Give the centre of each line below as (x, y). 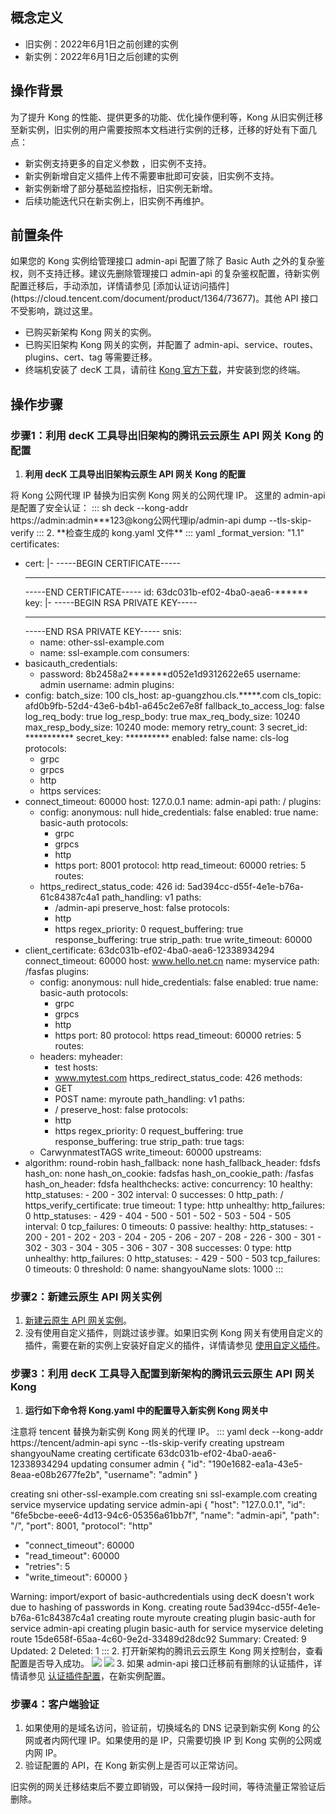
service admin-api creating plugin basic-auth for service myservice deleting (167, 1628)
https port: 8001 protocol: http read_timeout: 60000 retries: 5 (180, 865)
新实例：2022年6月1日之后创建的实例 (101, 56)
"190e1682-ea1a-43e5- (255, 1464)
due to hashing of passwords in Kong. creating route (118, 1607)
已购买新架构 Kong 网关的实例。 (90, 332)
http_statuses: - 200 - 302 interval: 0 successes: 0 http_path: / (154, 1195)
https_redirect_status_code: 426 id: (112, 887)
